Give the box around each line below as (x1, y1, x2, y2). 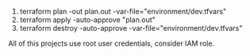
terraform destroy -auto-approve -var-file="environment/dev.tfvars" (19, 24, 243, 32)
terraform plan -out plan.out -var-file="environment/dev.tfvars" (19, 7, 227, 16)
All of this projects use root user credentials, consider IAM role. (8, 39, 215, 48)
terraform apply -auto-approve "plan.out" (19, 15, 156, 24)
